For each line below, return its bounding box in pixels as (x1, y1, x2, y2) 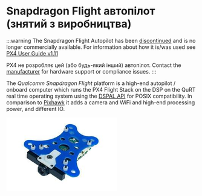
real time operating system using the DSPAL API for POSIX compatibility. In (6, 92, 192, 100)
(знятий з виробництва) (6, 17, 132, 31)
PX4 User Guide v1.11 (6, 49, 59, 57)
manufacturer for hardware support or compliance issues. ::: (6, 68, 157, 75)
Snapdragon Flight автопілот (6, 4, 155, 18)
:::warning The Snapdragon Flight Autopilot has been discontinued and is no (6, 37, 196, 44)
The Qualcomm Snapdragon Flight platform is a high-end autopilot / (6, 80, 176, 87)
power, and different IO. (6, 105, 65, 112)
